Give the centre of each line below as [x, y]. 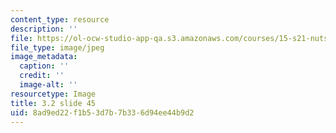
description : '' [44, 29]
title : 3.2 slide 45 [53, 103]
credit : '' [42, 76]
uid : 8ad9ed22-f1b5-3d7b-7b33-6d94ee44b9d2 [102, 112]
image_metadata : [44, 57]
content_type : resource [60, 19]
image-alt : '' [48, 85]
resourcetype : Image [53, 94]
